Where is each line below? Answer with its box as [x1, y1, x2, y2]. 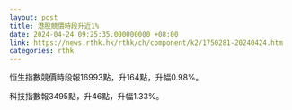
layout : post [9, 13, 58, 22]
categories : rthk [9, 47, 75, 55]
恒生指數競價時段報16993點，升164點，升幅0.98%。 [9, 72, 204, 83]
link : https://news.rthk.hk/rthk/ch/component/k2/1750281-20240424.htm [9, 38, 283, 47]
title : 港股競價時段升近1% [9, 21, 100, 30]
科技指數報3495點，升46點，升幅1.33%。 [9, 91, 164, 102]
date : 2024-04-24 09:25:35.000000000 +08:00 [9, 30, 179, 38]
